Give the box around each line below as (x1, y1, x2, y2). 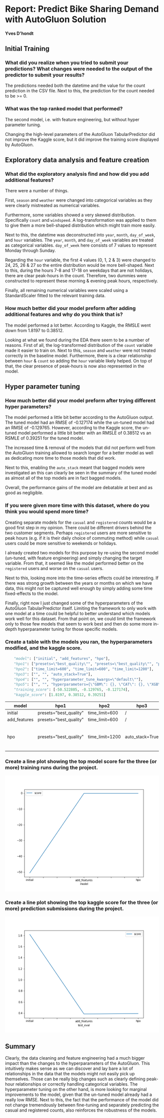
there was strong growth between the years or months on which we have (5, 580, 152, 586)
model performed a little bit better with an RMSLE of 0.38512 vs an (18, 430, 151, 436)
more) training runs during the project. (5, 764, 99, 771)
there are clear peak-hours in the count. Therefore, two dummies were (5, 273, 147, 279)
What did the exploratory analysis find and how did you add (5, 171, 149, 178)
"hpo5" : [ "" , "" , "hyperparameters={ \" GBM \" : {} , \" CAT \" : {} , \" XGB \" (14, 682, 163, 687)
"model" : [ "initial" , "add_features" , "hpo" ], (14, 656, 110, 661)
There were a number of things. (5, 188, 69, 194)
